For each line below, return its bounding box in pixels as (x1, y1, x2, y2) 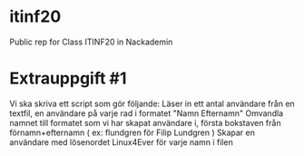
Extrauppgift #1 (9, 68, 127, 89)
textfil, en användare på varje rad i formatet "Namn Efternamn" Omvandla (9, 107, 284, 119)
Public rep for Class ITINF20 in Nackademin (9, 36, 173, 47)
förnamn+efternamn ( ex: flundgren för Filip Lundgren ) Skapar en (9, 127, 256, 138)
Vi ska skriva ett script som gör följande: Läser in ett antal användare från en (9, 98, 295, 109)
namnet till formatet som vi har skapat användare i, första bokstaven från (9, 117, 281, 128)
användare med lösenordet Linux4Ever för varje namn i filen (9, 136, 233, 147)
